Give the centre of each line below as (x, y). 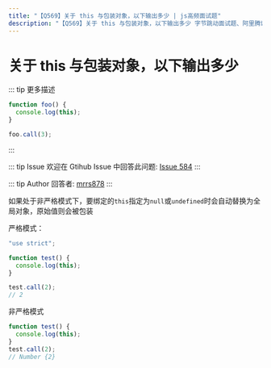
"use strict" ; (32, 243)
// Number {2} (32, 357)
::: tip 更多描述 (32, 90)
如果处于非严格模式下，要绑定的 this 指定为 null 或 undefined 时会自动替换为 (131, 201)
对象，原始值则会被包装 (54, 211)
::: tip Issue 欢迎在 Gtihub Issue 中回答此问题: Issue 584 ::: (104, 166)
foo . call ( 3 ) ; (30, 135)
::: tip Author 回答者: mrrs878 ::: (60, 183)
